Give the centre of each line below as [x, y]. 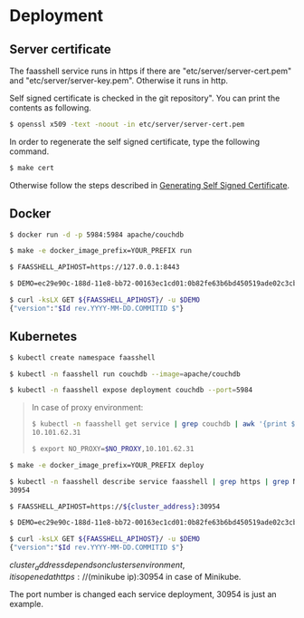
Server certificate [60, 49]
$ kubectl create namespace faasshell [82, 357]
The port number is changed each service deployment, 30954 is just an [143, 594]
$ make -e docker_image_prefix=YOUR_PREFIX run [101, 251]
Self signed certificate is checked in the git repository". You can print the [145, 98]
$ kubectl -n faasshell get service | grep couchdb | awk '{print [159, 424]
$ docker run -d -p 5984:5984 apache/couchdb [96, 235]
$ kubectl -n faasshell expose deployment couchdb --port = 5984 [131, 391]
